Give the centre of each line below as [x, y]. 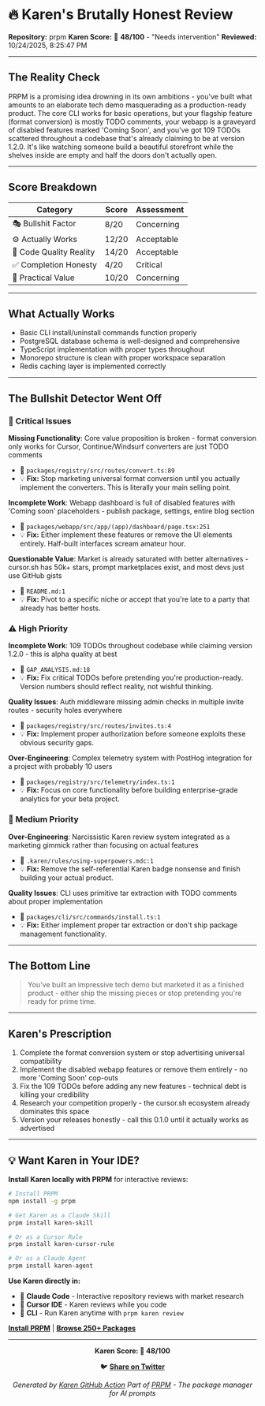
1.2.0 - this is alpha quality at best [63, 654]
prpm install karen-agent [50, 1266]
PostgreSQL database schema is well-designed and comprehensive [130, 341]
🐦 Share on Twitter [132, 1367]
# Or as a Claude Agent [47, 1259]
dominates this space [54, 1111]
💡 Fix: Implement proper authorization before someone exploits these [132, 734]
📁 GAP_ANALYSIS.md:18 [55, 669]
